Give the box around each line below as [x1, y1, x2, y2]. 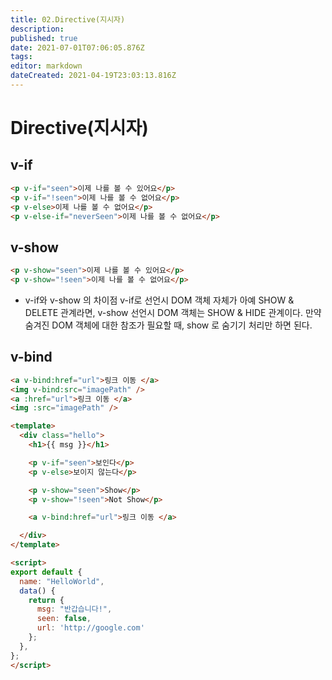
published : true [10, 33, 78, 43]
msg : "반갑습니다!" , [36, 604, 113, 615]
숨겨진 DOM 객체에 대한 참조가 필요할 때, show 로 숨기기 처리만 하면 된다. [24, 319, 313, 331]
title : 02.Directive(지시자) [10, 14, 126, 25]
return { [28, 595, 65, 605]
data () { [19, 586, 56, 596]
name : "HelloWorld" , [19, 576, 105, 586]
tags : [10, 52, 33, 62]
